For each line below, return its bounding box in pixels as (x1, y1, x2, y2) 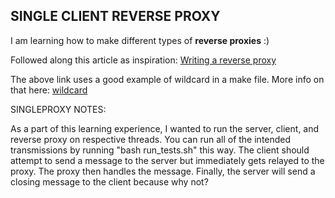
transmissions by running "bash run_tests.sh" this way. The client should (10, 144, 310, 156)
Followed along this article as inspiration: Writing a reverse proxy (10, 54, 277, 66)
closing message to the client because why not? (10, 175, 209, 188)
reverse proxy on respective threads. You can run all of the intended (10, 133, 292, 145)
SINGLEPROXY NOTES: (10, 103, 107, 115)
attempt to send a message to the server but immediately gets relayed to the (10, 154, 325, 166)
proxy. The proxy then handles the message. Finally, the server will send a (10, 165, 316, 177)
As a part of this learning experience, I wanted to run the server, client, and (10, 122, 320, 134)
